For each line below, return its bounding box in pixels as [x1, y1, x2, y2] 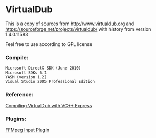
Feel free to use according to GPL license [5, 41, 93, 47]
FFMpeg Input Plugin [5, 127, 50, 133]
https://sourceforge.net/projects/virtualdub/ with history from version [5, 26, 151, 32]
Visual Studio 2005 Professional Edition [5, 79, 95, 84]
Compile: [5, 54, 29, 61]
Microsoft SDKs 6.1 [5, 70, 47, 75]
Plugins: [5, 115, 27, 122]
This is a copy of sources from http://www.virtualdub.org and [5, 20, 135, 27]
